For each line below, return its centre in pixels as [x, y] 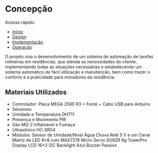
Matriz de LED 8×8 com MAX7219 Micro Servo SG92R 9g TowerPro [79, 140]
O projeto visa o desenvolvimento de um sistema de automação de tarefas [79, 56]
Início [17, 31]
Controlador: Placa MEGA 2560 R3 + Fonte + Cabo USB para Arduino [81, 104]
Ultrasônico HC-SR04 [34, 130]
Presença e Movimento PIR [39, 119]
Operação [22, 47]
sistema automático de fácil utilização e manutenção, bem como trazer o [78, 72]
